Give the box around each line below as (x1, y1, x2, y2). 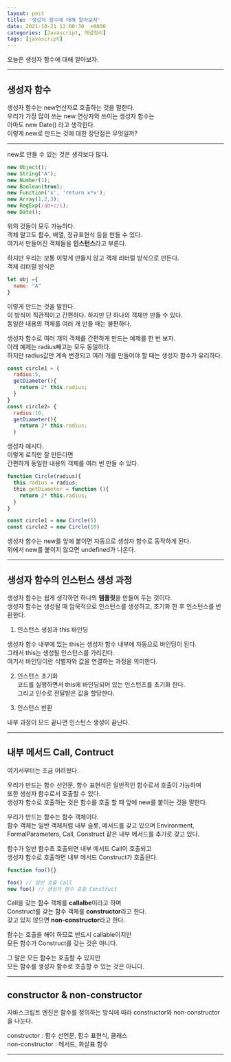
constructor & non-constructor (7, 989, 143, 1001)
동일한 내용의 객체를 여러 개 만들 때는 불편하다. (7, 319, 132, 327)
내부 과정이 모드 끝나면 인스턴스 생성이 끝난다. (7, 718, 131, 726)
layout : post (7, 10, 45, 17)
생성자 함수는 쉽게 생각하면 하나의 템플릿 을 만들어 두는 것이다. (7, 594, 173, 601)
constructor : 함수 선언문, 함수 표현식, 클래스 (7, 1032, 128, 1040)
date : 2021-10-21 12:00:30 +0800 (7, 23, 107, 30)
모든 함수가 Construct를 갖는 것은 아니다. (7, 939, 118, 947)
